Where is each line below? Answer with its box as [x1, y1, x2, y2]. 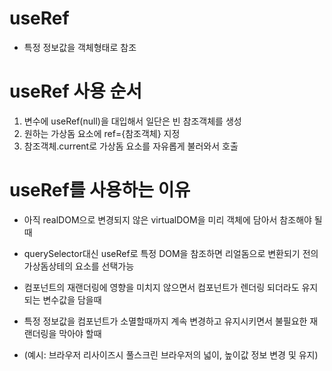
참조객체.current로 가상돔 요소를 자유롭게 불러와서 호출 [23, 140, 239, 152]
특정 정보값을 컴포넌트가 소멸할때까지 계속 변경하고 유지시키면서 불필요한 [23, 315, 308, 327]
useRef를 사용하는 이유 [9, 179, 191, 202]
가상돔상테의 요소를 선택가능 [23, 260, 135, 272]
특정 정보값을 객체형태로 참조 [23, 41, 137, 53]
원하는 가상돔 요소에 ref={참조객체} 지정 [23, 127, 181, 139]
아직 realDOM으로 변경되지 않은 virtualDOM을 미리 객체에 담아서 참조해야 [23, 213, 312, 226]
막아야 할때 [58, 327, 102, 339]
